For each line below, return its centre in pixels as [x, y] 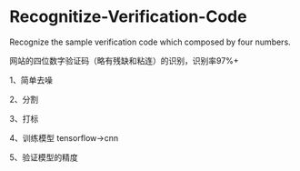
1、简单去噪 [31, 80]
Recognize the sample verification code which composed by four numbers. [150, 42]
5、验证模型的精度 [44, 157]
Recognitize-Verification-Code [128, 17]
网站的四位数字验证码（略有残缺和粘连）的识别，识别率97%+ [124, 60]
